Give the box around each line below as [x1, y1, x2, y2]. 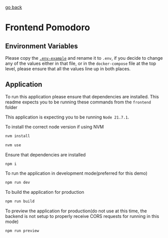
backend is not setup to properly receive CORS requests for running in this [5, 213, 159, 219]
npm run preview [5, 228, 39, 233]
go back [5, 5, 23, 10]
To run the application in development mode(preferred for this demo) [5, 170, 148, 176]
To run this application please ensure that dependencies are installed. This [5, 93, 159, 99]
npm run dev [5, 180, 30, 185]
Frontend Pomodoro [5, 22, 90, 33]
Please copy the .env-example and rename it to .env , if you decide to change [5, 55, 163, 61]
